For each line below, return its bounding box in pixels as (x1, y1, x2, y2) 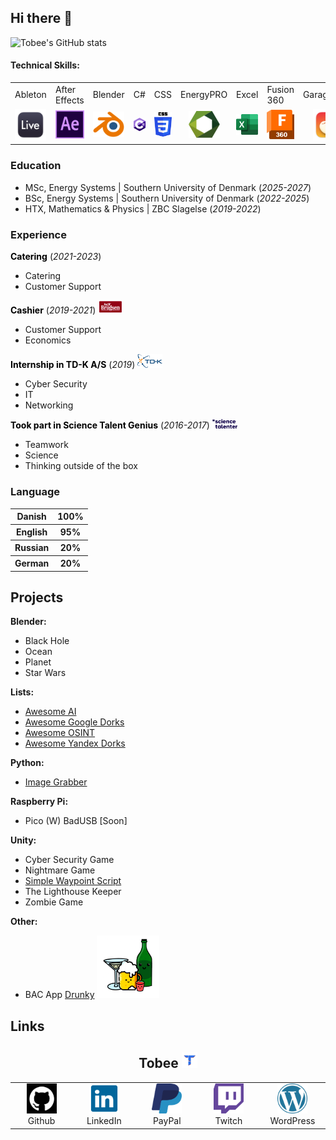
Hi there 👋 (10, 10, 73, 27)
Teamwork (24, 439, 69, 451)
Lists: (10, 686, 35, 698)
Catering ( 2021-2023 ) (10, 251, 102, 263)
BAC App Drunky (24, 989, 95, 1001)
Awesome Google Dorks (24, 716, 125, 728)
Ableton (14, 89, 47, 101)
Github (27, 1115, 56, 1127)
